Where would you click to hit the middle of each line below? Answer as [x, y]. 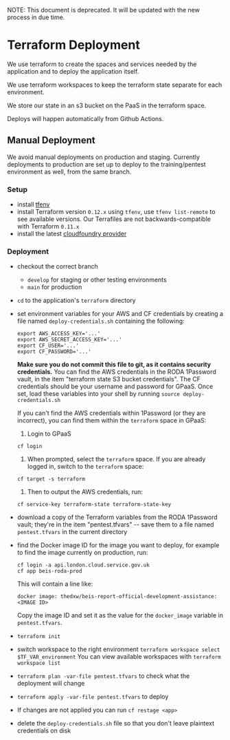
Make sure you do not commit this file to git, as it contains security [114, 365]
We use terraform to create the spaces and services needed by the [102, 64]
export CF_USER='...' [48, 346]
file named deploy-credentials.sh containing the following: [101, 321]
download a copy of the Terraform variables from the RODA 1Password [117, 517]
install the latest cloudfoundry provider [72, 234]
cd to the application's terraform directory [76, 300]
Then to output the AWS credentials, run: [85, 492]
